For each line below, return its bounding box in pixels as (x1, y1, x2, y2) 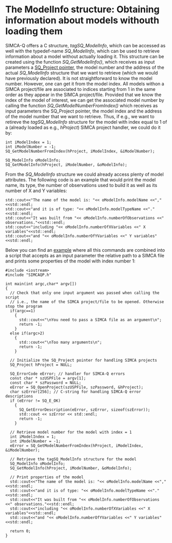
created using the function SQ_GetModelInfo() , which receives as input (5, 59, 155, 65)
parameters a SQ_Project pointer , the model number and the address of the (5, 64, 164, 70)
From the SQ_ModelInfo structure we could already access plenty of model (5, 171, 164, 177)
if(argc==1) (10, 308, 36, 313)
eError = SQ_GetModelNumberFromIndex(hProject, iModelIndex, (10, 443, 144, 448)
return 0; (10, 528, 31, 534)
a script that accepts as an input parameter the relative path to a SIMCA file (5, 252, 164, 258)
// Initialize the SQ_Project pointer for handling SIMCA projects (10, 358, 158, 363)
